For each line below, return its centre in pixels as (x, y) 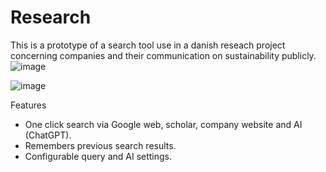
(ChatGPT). (48, 135)
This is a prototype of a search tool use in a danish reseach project (148, 45)
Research (51, 17)
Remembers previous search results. (100, 145)
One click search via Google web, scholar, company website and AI (163, 124)
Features (28, 105)
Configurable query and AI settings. (98, 156)
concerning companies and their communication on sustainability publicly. (163, 55)
